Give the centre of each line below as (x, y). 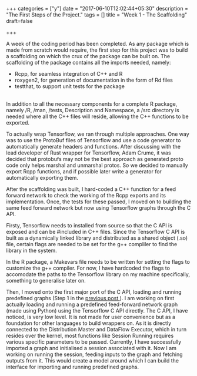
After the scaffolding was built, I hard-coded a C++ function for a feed (91, 189)
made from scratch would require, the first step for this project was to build (97, 50)
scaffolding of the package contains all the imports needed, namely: (89, 62)
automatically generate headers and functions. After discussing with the (94, 147)
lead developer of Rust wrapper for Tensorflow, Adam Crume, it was (89, 153)
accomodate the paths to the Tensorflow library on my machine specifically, (98, 274)
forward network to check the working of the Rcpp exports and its (86, 195)
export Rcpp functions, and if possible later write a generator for (84, 172)
